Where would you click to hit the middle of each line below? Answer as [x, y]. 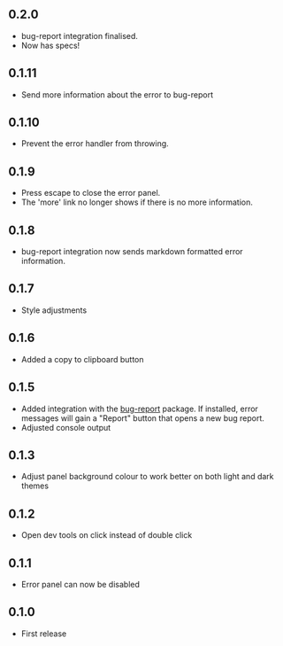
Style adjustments [54, 310]
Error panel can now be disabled [80, 584]
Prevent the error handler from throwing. [95, 144]
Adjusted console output [66, 427]
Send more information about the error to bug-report [117, 94]
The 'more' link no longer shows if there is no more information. [137, 202]
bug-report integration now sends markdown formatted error [132, 252]
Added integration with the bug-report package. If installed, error [139, 409]
